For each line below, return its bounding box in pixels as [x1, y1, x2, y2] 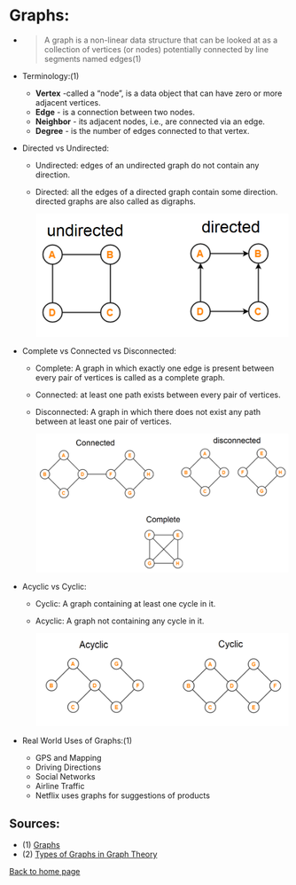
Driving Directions [35, 762, 102, 772]
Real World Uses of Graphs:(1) [21, 735, 133, 746]
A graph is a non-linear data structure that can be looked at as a [43, 35, 278, 45]
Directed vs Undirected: [21, 143, 109, 153]
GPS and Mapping [35, 753, 102, 764]
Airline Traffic [35, 781, 85, 792]
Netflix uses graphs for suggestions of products [35, 790, 211, 801]
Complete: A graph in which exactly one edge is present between [35, 363, 275, 373]
